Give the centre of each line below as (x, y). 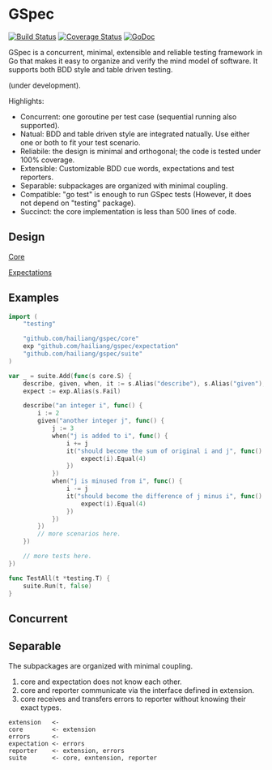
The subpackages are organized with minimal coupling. (100, 665)
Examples (34, 298)
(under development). (45, 85)
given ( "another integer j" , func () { (101, 421)
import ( (23, 316)
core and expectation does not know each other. (101, 682)
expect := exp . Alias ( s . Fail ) (72, 391)
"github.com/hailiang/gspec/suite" (83, 354)
